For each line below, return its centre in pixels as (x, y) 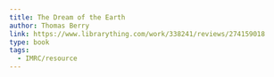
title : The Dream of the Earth (67, 17)
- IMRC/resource (47, 58)
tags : (19, 50)
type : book (29, 42)
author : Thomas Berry (50, 26)
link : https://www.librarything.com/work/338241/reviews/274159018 (137, 34)
